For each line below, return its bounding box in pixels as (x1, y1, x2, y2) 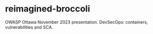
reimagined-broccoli (5, 3, 90, 14)
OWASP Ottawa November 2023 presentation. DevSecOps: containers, (5, 19, 148, 25)
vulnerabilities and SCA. (5, 24, 53, 30)
